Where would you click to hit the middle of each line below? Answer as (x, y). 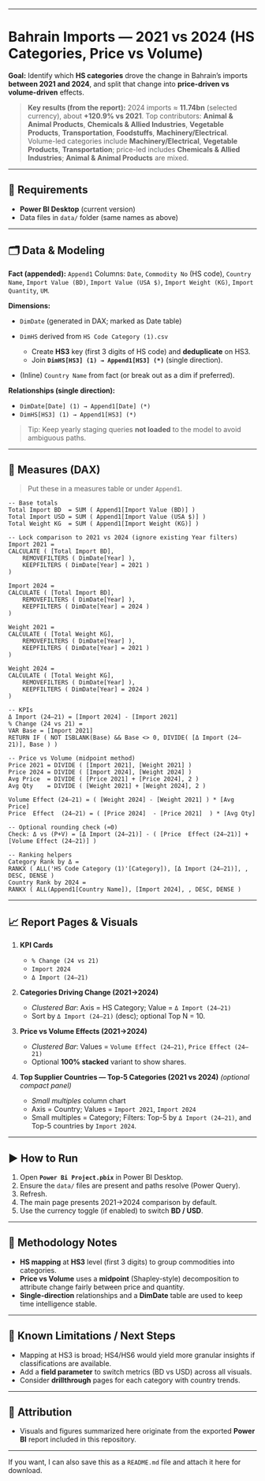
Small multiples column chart (78, 1101)
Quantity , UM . (29, 290)
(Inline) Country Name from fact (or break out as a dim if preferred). (127, 375)
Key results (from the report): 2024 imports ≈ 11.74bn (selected (132, 107)
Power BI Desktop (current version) (77, 209)
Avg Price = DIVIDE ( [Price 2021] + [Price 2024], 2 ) (104, 779)
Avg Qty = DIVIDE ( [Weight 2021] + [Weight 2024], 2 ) (107, 786)
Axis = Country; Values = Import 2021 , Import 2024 (114, 1110)
